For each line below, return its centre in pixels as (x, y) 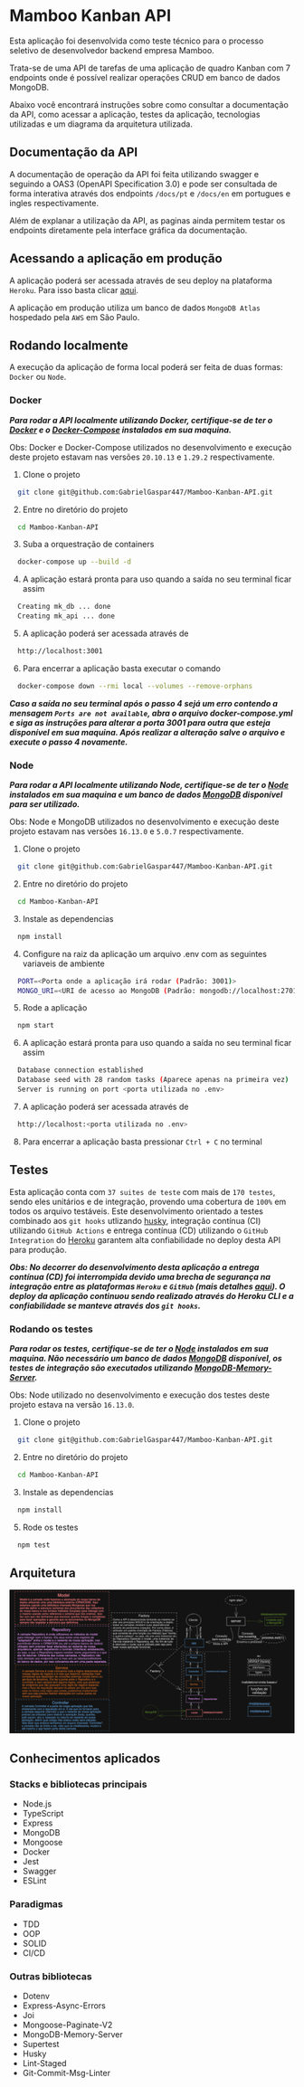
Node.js (37, 1804)
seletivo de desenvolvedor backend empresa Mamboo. (112, 50)
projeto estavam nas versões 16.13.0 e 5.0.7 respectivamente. (127, 831)
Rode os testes (50, 1527)
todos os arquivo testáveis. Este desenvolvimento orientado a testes (137, 1211)
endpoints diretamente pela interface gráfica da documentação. (128, 230)
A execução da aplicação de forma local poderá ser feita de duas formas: (146, 367)
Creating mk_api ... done (66, 616)
